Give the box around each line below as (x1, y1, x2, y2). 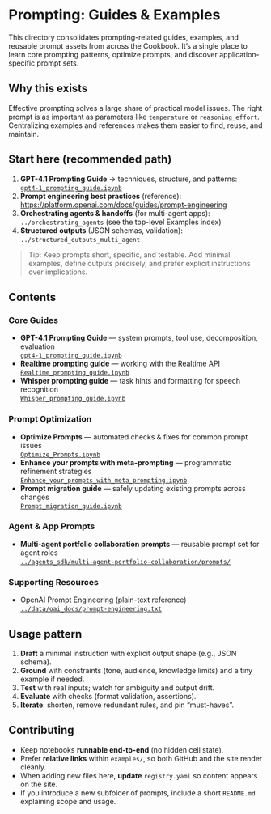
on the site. (19, 779, 58, 789)
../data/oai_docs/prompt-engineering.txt (19, 605, 162, 613)
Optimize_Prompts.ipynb (19, 451, 101, 459)
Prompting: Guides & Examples (8, 6, 221, 24)
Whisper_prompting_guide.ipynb (19, 395, 126, 403)
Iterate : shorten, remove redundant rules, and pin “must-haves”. (19, 700, 235, 710)
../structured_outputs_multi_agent (19, 235, 141, 244)
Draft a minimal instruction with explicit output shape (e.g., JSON (19, 648, 237, 658)
